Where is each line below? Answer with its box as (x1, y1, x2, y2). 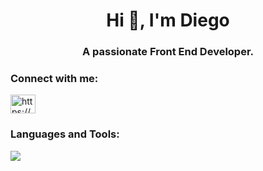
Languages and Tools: (10, 127, 120, 141)
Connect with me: (10, 72, 99, 86)
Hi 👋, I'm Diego (106, 9, 230, 32)
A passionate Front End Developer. (81, 45, 255, 59)
